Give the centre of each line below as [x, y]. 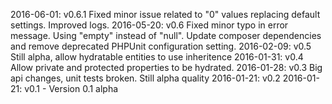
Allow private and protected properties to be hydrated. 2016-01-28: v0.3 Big [166, 67]
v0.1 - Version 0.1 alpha [71, 88]
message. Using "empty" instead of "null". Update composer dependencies [166, 35]
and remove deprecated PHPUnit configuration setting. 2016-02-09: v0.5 [161, 46]
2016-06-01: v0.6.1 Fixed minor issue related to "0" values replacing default [165, 14]
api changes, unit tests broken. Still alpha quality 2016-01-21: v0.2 [145, 78]
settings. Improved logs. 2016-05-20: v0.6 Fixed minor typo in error [149, 25]
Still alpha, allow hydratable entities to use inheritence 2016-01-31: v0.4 [157, 57]
